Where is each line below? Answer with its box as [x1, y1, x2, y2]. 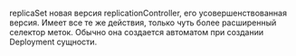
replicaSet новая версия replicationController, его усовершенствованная [9, 8, 288, 18]
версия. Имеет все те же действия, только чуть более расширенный [9, 17, 277, 28]
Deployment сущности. [9, 36, 98, 47]
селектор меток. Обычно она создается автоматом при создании [9, 27, 264, 37]
